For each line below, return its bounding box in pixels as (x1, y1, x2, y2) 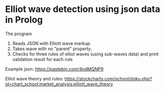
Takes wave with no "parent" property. (12, 45, 92, 51)
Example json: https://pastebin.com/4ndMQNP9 (5, 66, 104, 72)
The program (5, 30, 32, 36)
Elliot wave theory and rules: (5, 75, 64, 81)
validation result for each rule (12, 56, 73, 62)
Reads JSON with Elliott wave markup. (12, 40, 91, 46)
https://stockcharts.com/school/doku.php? (64, 75, 152, 81)
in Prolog (5, 14, 43, 25)
